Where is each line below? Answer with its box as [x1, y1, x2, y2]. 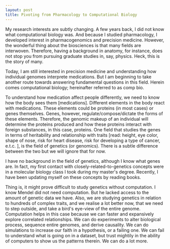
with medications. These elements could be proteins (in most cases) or [5, 105, 154, 111]
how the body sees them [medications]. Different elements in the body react [5, 99, 165, 105]
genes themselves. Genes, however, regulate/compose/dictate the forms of [5, 110, 163, 117]
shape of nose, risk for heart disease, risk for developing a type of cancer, [5, 137, 161, 144]
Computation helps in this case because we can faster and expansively [5, 211, 154, 217]
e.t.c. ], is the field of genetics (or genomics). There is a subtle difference [5, 143, 158, 149]
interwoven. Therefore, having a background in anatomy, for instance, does [5, 48, 163, 54]
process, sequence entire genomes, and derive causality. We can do [5, 222, 149, 228]
